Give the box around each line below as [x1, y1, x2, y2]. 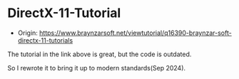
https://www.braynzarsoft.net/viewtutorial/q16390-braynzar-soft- [39, 28, 232, 37]
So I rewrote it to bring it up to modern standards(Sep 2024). [7, 63, 186, 72]
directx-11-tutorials [17, 36, 73, 44]
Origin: [17, 28, 38, 37]
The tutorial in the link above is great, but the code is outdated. [7, 50, 192, 58]
